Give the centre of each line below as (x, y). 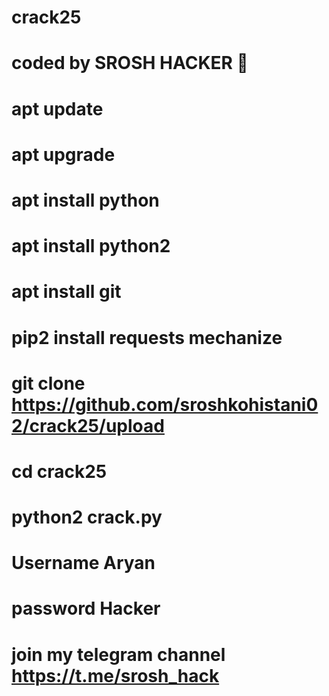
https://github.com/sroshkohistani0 (165, 404)
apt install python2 (91, 246)
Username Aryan (83, 563)
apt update (57, 108)
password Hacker (86, 608)
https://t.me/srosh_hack (115, 675)
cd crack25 (59, 471)
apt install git (66, 292)
